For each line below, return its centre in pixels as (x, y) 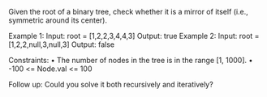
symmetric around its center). (58, 20)
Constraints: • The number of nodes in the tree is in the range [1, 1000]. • (131, 60)
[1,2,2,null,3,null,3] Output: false (62, 44)
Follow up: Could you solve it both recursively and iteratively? (111, 84)
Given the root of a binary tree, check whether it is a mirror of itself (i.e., (129, 12)
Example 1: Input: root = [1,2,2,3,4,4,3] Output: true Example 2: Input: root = (134, 36)
